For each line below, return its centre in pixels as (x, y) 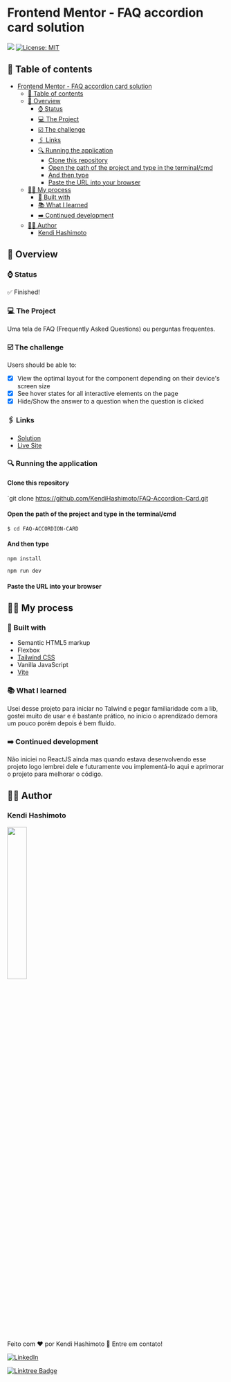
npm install (24, 559)
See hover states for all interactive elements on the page (98, 394)
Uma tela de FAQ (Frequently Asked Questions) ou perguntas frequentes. (111, 329)
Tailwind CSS (36, 657)
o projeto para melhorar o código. (55, 774)
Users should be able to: (42, 365)
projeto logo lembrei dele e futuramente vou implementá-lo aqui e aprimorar (115, 766)
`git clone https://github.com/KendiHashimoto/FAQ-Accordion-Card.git (108, 498)
